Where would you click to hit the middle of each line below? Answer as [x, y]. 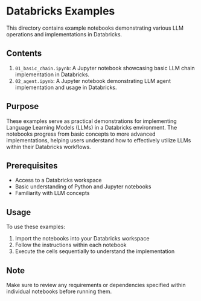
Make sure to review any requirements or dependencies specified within [96, 285]
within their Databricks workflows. [49, 147]
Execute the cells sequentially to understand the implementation [95, 251]
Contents [24, 54]
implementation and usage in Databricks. [66, 87]
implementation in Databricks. [52, 74]
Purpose [23, 106]
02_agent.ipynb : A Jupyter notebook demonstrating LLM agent [93, 81]
